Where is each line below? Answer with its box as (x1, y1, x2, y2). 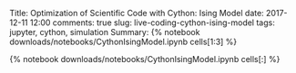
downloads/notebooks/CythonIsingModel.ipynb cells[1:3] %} (9, 36, 238, 47)
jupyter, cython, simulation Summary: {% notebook (9, 27, 200, 37)
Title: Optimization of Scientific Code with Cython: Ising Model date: (9, 8, 264, 18)
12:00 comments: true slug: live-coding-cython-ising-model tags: (29, 17, 275, 28)
